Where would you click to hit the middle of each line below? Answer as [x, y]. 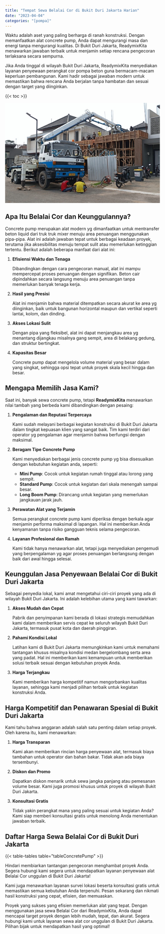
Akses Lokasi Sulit [31, 323]
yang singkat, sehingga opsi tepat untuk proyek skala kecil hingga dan [83, 367]
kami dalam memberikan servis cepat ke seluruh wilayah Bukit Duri [80, 623]
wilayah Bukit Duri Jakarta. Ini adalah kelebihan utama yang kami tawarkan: [81, 599]
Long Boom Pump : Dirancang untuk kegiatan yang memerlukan [84, 494]
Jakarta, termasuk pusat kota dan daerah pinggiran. [65, 628]
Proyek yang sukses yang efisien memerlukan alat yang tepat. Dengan [76, 906]
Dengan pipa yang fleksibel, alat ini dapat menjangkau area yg [75, 333]
